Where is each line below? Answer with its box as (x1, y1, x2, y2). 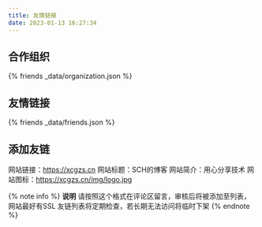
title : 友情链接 (8, 11, 57, 20)
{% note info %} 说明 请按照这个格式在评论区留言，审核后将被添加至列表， (8, 191, 251, 201)
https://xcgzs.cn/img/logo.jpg (36, 174, 133, 184)
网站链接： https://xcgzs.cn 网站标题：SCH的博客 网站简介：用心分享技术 (8, 165, 246, 174)
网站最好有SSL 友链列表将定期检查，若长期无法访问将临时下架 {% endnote (8, 201, 250, 210)
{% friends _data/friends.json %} (8, 117, 115, 127)
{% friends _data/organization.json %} (8, 72, 133, 81)
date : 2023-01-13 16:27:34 (8, 19, 97, 27)
